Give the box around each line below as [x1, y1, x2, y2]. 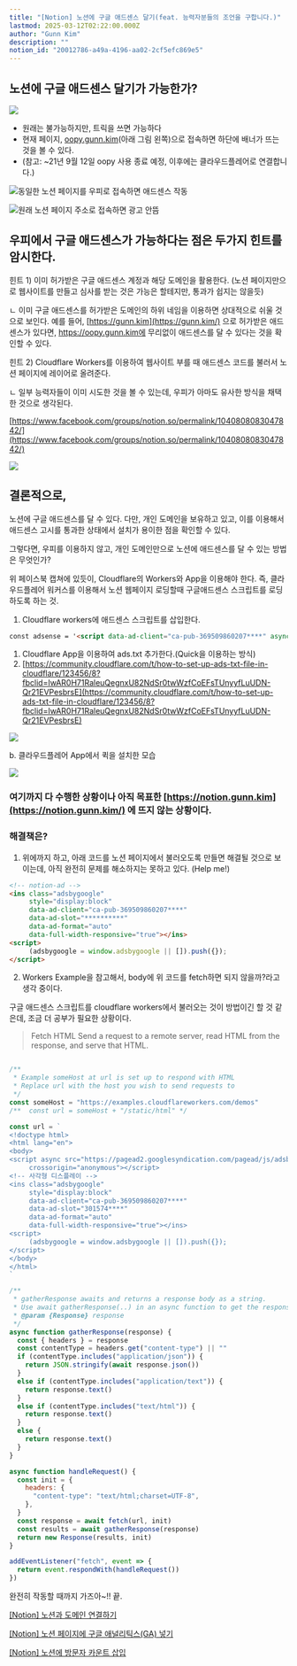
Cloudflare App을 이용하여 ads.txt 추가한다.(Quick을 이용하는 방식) [21, 648, 256, 660]
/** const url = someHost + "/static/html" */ [9, 1106, 188, 1115]
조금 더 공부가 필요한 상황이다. [27, 1013, 132, 1024]
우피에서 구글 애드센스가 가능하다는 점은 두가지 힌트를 [9, 233, 283, 248]
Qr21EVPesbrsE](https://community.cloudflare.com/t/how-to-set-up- [21, 687, 274, 698]
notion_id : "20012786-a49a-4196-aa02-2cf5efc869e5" [9, 46, 203, 55]
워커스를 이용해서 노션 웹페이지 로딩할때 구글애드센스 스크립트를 [47, 584, 267, 594]
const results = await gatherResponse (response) [17, 1524, 200, 1533]
